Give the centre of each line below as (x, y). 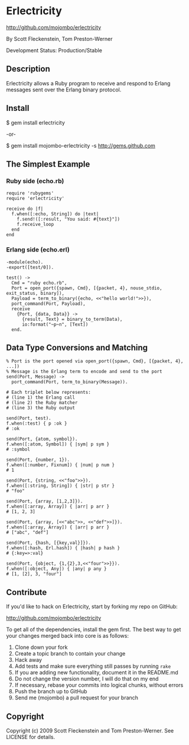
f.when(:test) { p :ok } (37, 424)
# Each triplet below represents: (49, 393)
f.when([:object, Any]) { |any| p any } (57, 569)
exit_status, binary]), (35, 293)
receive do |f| (25, 209)
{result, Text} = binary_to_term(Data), (72, 319)
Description (28, 69)
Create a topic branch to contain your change (70, 654)
